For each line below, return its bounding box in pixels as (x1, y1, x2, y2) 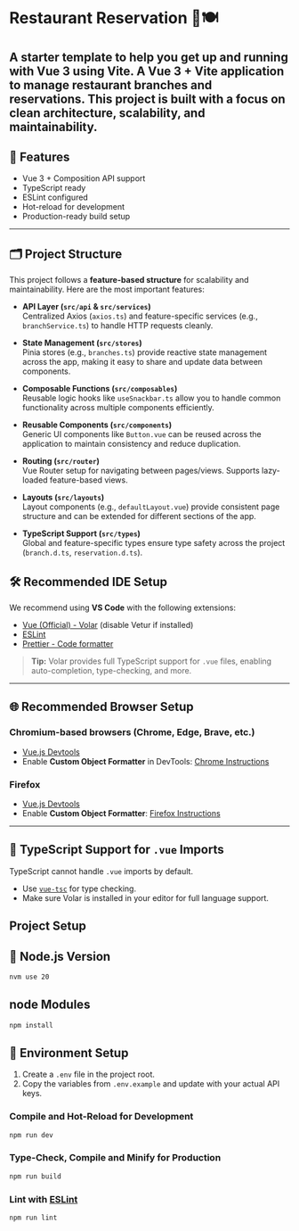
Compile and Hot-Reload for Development (9, 1111, 194, 1123)
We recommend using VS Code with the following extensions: (9, 602, 236, 613)
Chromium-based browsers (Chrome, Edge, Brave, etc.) (9, 726, 255, 739)
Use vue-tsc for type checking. (21, 883, 136, 894)
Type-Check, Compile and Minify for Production (9, 1152, 222, 1164)
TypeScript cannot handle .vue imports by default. (9, 865, 194, 876)
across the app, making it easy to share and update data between (21, 357, 263, 368)
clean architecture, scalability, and (9, 105, 206, 120)
